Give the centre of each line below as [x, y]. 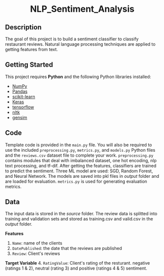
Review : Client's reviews [36, 253]
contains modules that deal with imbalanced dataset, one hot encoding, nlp [81, 160]
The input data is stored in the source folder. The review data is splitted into [81, 214]
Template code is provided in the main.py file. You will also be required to [79, 145]
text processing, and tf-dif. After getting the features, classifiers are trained [81, 166]
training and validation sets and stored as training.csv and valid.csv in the [79, 219]
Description [23, 27]
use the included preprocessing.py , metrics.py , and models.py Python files [80, 150]
